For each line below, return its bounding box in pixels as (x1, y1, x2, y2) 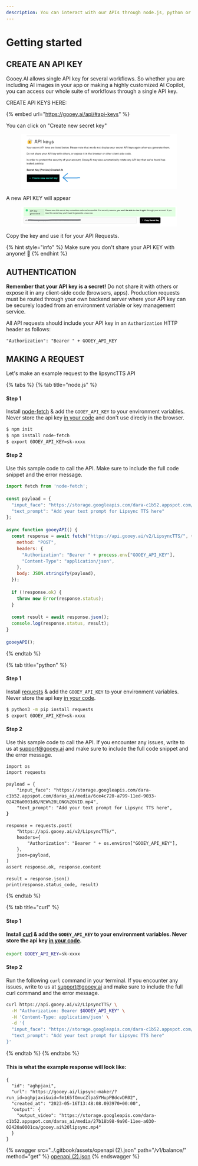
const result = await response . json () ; (11, 614, 110, 621)
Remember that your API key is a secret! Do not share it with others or (6, 283, 179, 290)
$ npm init (6, 427, 33, 432)
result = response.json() (6, 876, 70, 881)
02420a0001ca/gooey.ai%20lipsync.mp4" (6, 1125, 101, 1131)
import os (6, 763, 31, 769)
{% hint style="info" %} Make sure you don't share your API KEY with (6, 244, 175, 251)
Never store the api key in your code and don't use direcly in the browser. (6, 414, 184, 421)
